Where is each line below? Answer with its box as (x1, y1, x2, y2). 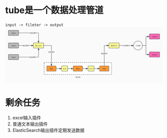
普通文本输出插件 (12, 121, 48, 127)
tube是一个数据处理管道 (5, 5, 104, 16)
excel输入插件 (12, 115, 41, 121)
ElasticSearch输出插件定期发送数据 (12, 127, 85, 133)
